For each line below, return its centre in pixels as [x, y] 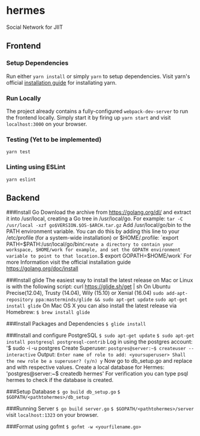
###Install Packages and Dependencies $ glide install [76, 324]
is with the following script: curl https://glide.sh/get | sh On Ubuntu [88, 286]
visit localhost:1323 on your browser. [52, 415]
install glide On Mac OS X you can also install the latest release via [92, 306]
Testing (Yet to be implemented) [54, 139]
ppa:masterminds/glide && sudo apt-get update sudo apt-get [111, 300]
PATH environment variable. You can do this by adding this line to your [93, 231]
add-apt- [177, 294]
